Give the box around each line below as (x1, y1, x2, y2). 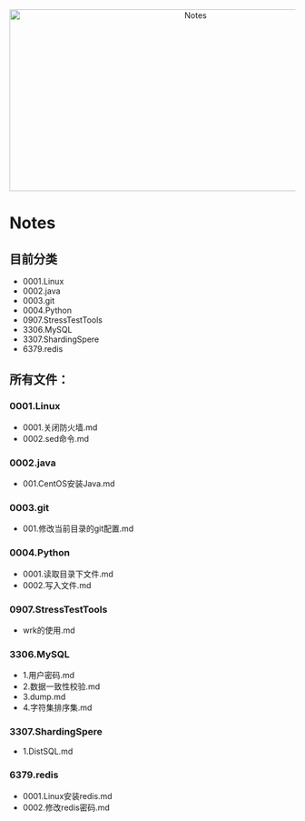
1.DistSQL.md (22, 746, 74, 757)
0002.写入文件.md (22, 579, 92, 590)
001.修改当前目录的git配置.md (22, 523, 134, 535)
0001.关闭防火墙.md (22, 422, 98, 433)
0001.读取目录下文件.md (22, 568, 113, 579)
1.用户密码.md (22, 670, 75, 681)
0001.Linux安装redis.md (22, 790, 113, 801)
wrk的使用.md (22, 625, 75, 636)
